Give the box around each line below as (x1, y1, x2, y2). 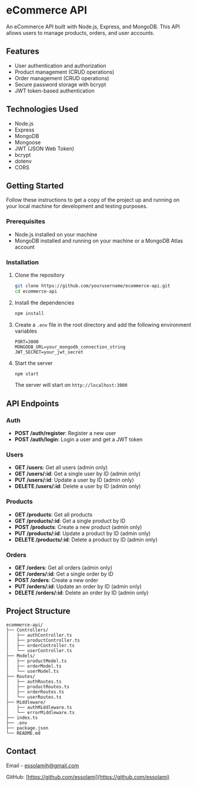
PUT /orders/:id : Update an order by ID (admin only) (14, 583, 142, 590)
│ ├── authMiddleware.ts (6, 704, 72, 711)
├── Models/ (6, 653, 35, 659)
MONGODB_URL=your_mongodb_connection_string (14, 344, 126, 350)
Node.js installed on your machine (14, 231, 98, 238)
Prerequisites (6, 218, 45, 226)
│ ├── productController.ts (6, 637, 81, 643)
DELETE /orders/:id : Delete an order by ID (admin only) (14, 589, 149, 596)
